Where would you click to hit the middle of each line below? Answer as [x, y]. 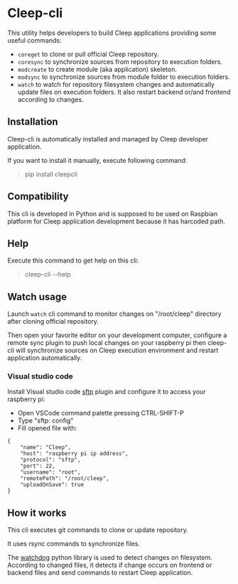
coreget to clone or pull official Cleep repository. [88, 54]
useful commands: [34, 40]
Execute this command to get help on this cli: [73, 260]
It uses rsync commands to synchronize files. [74, 544]
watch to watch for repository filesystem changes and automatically [116, 84]
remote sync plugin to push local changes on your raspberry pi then [107, 343]
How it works [37, 513]
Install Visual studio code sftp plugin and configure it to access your [107, 392]
